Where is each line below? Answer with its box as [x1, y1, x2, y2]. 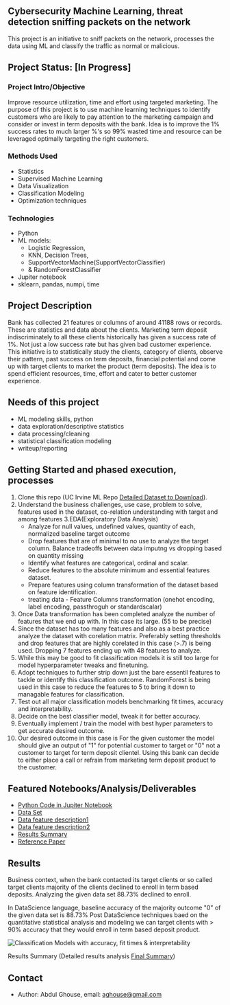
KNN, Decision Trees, [27, 251, 89, 260]
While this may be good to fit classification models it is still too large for [17, 653, 219, 662]
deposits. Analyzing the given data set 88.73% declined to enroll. [8, 890, 191, 899]
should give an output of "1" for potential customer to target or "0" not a [17, 741, 221, 749]
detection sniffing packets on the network [8, 16, 191, 28]
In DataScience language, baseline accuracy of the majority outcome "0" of [8, 903, 221, 912]
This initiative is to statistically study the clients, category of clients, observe [8, 347, 223, 356]
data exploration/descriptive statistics [17, 422, 125, 430]
